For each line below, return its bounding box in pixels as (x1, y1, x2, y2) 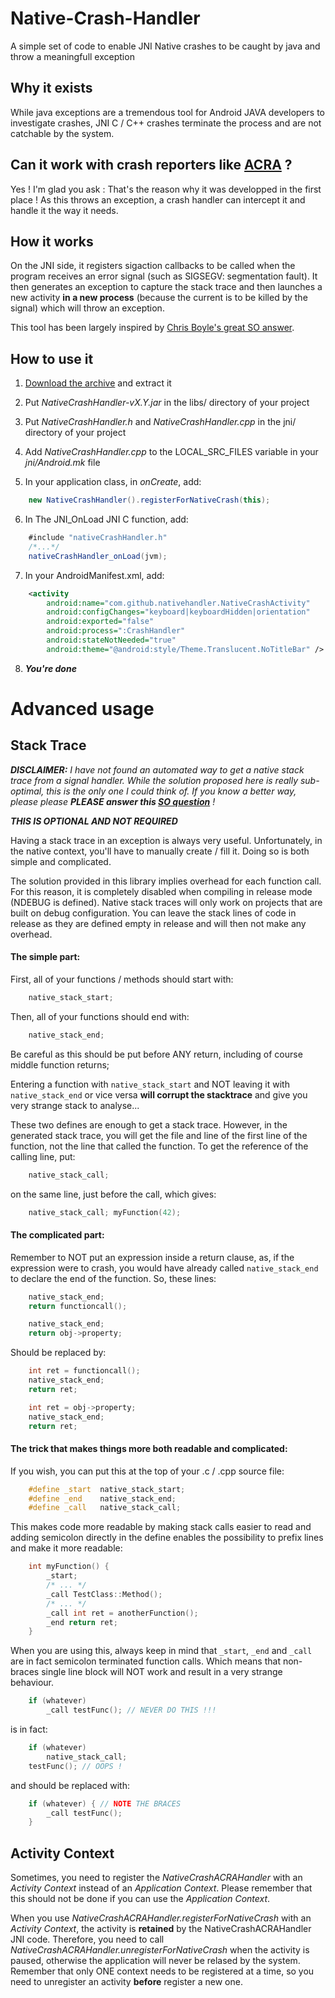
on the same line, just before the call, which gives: (10, 1188, 217, 1200)
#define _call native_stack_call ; (28, 1503, 182, 1513)
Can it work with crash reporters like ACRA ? (10, 157, 293, 174)
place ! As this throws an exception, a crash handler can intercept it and (10, 193, 306, 206)
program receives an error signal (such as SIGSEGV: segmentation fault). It (10, 270, 318, 282)
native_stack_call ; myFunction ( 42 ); (28, 1207, 182, 1217)
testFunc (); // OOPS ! (28, 1761, 123, 1771)
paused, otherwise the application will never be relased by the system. (10, 1955, 301, 1967)
